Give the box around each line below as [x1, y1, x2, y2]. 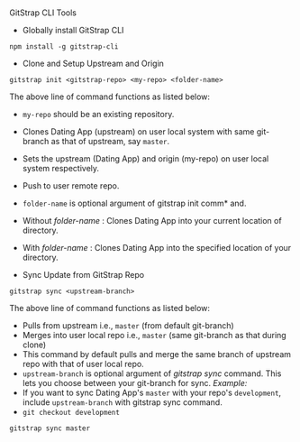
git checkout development [22, 409, 120, 418]
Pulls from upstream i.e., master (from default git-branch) [22, 320, 234, 331]
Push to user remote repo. [22, 180, 120, 191]
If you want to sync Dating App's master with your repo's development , [22, 387, 282, 399]
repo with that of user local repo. [22, 359, 144, 370]
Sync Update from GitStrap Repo [22, 270, 145, 281]
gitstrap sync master [9, 424, 91, 433]
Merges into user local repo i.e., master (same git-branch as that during [22, 330, 286, 341]
